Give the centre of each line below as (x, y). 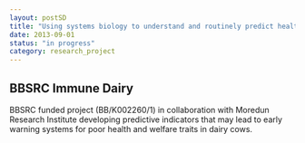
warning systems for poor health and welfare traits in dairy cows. (131, 129)
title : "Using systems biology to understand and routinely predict (142, 26)
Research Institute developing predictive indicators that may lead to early (146, 119)
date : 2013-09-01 (42, 34)
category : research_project (63, 52)
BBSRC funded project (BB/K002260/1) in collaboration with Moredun (139, 110)
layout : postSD (38, 18)
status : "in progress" (52, 43)
